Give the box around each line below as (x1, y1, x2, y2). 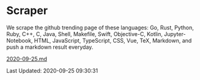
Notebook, (6, 37, 33, 44)
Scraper (6, 4, 48, 18)
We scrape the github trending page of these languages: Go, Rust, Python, (6, 24, 194, 31)
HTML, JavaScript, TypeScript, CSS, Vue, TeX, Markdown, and (34, 37, 192, 44)
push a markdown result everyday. (6, 43, 94, 51)
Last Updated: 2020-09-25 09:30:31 (6, 67, 98, 74)
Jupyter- (164, 30, 186, 37)
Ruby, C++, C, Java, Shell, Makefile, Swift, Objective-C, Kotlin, (6, 30, 163, 37)
